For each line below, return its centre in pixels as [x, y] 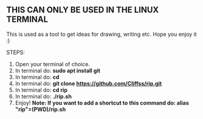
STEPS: [16, 52]
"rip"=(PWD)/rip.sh [40, 109]
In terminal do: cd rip [41, 90]
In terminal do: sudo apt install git [57, 70]
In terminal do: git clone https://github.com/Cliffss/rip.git [88, 83]
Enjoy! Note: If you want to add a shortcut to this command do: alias [102, 103]
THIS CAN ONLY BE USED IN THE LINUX [83, 10]
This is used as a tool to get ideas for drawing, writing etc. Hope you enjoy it [101, 34]
